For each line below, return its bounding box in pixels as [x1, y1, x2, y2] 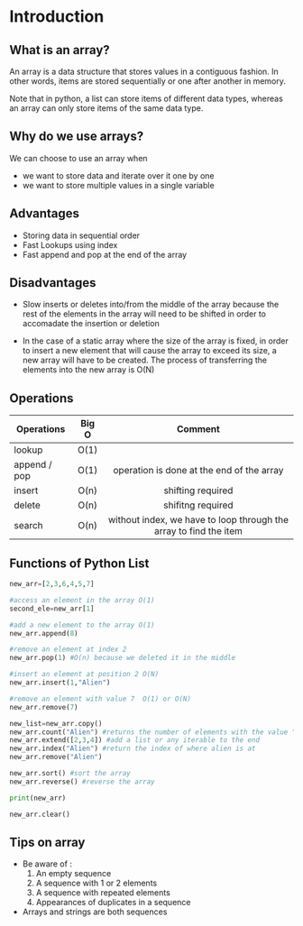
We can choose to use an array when [9, 152, 148, 163]
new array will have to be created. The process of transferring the [22, 354, 268, 366]
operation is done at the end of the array [113, 464, 284, 477]
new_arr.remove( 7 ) [9, 702, 78, 711]
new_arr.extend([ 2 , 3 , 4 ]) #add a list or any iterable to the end [9, 736, 260, 745]
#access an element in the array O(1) [9, 595, 155, 605]
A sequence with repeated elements [35, 887, 171, 898]
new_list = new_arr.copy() [9, 719, 103, 728]
